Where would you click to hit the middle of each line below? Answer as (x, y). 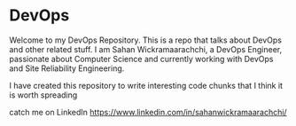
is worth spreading (43, 95)
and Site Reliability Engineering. (67, 68)
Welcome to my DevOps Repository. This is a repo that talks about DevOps (145, 40)
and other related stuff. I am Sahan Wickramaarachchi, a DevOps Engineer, (146, 49)
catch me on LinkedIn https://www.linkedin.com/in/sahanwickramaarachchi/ (148, 112)
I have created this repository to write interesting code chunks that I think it (146, 85)
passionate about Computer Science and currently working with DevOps (141, 59)
